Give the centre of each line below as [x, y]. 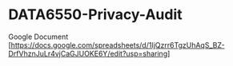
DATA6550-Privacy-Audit [95, 15]
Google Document [38, 37]
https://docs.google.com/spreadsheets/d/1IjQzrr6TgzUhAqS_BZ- [118, 45]
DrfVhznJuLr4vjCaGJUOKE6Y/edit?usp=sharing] [89, 53]
